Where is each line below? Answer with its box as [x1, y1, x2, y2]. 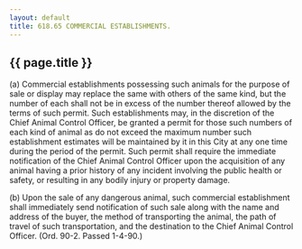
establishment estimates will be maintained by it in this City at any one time [9, 136, 288, 147]
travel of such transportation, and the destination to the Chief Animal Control [9, 221, 294, 232]
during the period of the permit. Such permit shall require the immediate [9, 146, 277, 157]
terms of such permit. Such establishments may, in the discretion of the [9, 107, 275, 118]
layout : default [9, 13, 70, 23]
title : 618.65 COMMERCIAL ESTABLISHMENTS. [9, 22, 171, 31]
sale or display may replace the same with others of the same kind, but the [9, 88, 287, 99]
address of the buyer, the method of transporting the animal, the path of [9, 211, 277, 222]
